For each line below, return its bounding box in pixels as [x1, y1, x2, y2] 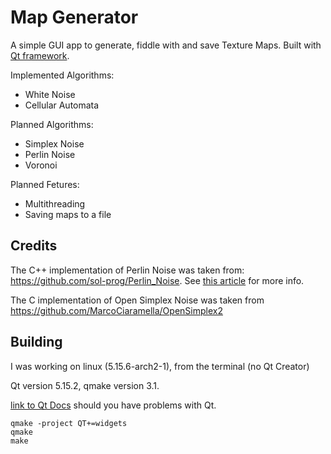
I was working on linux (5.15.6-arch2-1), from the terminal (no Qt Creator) [10, 360, 310, 372]
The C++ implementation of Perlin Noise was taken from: [10, 264, 245, 276]
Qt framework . [10, 49, 70, 61]
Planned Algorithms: [10, 118, 94, 130]
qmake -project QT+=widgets [10, 418, 128, 428]
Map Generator [10, 6, 139, 29]
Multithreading [24, 197, 86, 210]
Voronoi [24, 159, 58, 171]
